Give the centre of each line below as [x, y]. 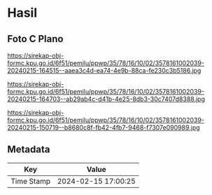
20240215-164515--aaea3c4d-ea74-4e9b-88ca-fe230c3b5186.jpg [104, 70]
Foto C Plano [35, 39]
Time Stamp [31, 181]
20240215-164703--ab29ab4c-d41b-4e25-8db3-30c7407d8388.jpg [106, 99]
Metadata [29, 150]
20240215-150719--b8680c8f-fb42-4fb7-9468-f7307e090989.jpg [104, 127]
